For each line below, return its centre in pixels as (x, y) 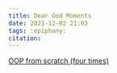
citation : (25, 38)
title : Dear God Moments (50, 16)
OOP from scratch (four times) (58, 61)
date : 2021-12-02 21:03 (48, 23)
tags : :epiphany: (38, 30)
